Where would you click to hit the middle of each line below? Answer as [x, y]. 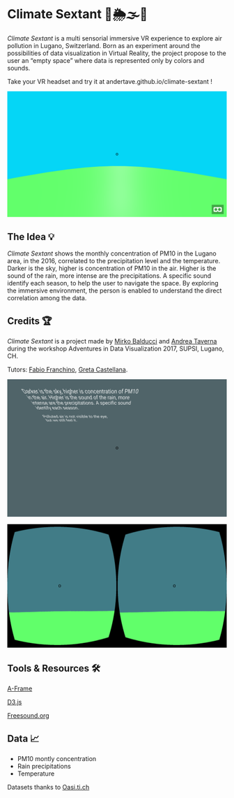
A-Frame [20, 688]
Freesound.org [29, 716]
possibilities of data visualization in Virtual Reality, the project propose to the [117, 53]
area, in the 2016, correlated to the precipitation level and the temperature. [114, 261]
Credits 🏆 [30, 321]
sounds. [19, 68]
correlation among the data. [47, 298]
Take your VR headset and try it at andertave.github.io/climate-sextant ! [110, 81]
